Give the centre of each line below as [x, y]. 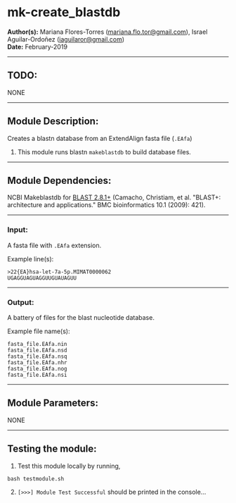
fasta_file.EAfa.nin [38, 344]
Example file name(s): [39, 331]
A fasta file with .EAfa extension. [54, 245]
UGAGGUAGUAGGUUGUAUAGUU [42, 278]
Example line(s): [31, 259]
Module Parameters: [53, 403]
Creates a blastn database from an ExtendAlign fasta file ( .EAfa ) [100, 138]
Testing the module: [52, 449]
